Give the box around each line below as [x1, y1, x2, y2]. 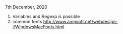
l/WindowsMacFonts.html [12, 24, 64, 30]
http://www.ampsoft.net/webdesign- [43, 19, 118, 24]
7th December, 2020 [5, 4, 48, 10]
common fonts [12, 19, 42, 24]
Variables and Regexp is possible [12, 14, 80, 19]
